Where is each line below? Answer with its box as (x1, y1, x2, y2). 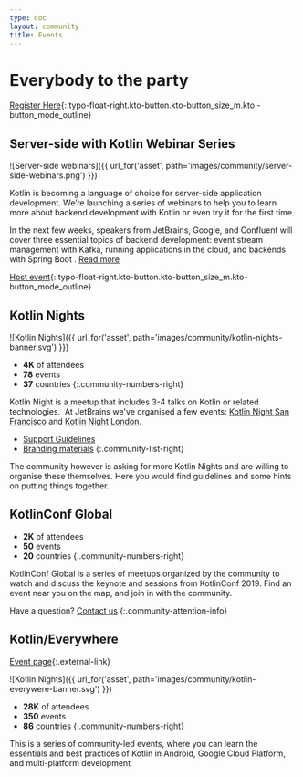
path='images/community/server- (165, 161, 293, 172)
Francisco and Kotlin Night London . (9, 415, 142, 426)
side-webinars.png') (9, 170, 86, 181)
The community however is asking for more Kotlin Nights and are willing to (9, 460, 289, 471)
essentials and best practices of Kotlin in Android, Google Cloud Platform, (9, 748, 286, 759)
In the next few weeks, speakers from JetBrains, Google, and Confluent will (9, 225, 293, 236)
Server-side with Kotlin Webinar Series (9, 136, 235, 152)
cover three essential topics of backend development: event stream (9, 235, 263, 246)
